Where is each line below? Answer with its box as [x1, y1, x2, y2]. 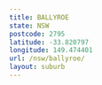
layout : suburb [9, 63, 66, 72]
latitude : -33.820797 [9, 37, 90, 47]
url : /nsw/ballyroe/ [9, 54, 86, 63]
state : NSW [9, 21, 50, 30]
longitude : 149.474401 [9, 46, 93, 55]
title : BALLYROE [9, 12, 69, 22]
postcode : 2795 [9, 29, 66, 38]
